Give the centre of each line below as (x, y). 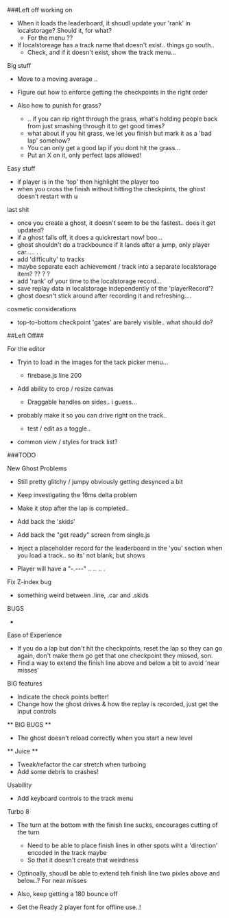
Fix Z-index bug (29, 582)
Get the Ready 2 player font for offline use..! (79, 907)
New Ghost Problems (37, 468)
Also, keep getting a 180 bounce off (67, 894)
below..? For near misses (52, 881)
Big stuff (19, 65)
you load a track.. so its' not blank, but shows (81, 555)
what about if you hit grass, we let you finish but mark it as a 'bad (119, 133)
